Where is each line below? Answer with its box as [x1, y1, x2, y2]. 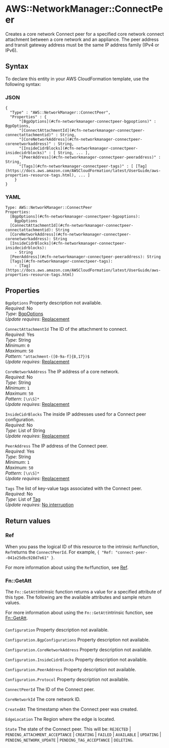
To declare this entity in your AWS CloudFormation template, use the [5, 75, 149, 82]
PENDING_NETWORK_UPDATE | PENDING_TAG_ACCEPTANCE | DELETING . [5, 737, 134, 743]
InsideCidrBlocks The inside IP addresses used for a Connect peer [5, 411, 147, 417]
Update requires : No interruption [5, 502, 74, 508]
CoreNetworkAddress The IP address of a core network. [5, 369, 119, 375]
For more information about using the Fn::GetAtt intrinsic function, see [5, 610, 153, 616]
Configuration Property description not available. [5, 627, 109, 633]
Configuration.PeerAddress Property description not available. [5, 666, 136, 672]
